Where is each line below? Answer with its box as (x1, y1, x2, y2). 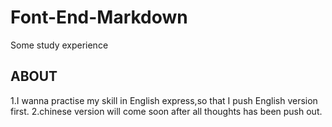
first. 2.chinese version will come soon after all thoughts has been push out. (10, 105, 323, 117)
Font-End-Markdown (10, 6, 188, 29)
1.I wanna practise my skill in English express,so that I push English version (10, 94, 318, 106)
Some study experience (10, 39, 109, 51)
